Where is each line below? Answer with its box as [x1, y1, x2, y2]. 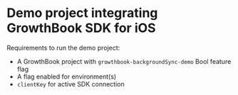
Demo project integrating [6, 5, 158, 21]
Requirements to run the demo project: [6, 43, 120, 52]
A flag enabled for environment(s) [16, 72, 117, 81]
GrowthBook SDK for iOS [6, 20, 156, 36]
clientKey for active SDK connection [16, 79, 125, 88]
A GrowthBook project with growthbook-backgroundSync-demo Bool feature [16, 57, 232, 65]
